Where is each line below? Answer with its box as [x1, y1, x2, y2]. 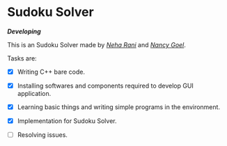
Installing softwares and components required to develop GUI [17, 81, 194, 90]
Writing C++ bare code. [17, 67, 86, 76]
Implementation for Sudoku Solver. [17, 117, 117, 125]
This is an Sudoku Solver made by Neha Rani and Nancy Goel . [7, 40, 187, 49]
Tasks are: [7, 54, 37, 63]
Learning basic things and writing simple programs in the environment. [17, 103, 221, 111]
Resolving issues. [17, 131, 68, 139]
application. [17, 90, 52, 98]
